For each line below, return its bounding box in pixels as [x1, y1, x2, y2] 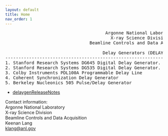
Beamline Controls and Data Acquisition [5, 115, 87, 121]
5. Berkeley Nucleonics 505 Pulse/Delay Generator [5, 80, 132, 86]
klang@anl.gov [5, 126, 36, 132]
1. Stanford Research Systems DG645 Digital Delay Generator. [5, 60, 161, 66]
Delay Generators [102, 50, 145, 56]
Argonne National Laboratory [5, 104, 65, 110]
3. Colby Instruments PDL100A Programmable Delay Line [5, 70, 142, 76]
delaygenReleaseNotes [12, 89, 60, 95]
